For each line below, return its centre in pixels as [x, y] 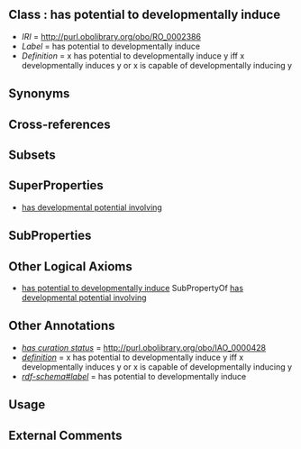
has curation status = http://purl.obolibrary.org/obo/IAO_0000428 [144, 347]
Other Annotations [62, 326]
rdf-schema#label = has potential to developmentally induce [134, 376]
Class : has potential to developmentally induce [145, 15]
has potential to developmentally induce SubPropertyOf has [132, 288]
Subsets [32, 155]
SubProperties [50, 236]
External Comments [65, 435]
